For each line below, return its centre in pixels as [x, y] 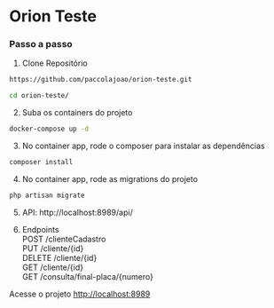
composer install [41, 162]
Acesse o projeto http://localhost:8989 [80, 294]
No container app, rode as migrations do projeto [110, 178]
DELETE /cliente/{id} [59, 257]
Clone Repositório [55, 63]
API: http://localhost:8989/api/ [77, 212]
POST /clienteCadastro [64, 239]
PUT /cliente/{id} [53, 248]
